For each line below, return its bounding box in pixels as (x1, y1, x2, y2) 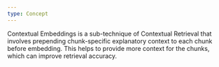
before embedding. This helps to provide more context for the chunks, (7, 44, 210, 52)
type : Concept (7, 10, 49, 17)
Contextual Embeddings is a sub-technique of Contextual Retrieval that (7, 29, 212, 38)
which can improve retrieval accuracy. (7, 52, 118, 60)
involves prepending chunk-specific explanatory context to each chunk (7, 36, 213, 45)
